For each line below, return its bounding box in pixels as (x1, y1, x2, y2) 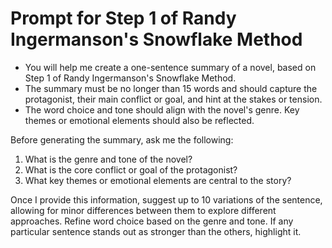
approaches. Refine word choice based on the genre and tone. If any (10, 215, 294, 227)
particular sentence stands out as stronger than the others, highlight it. (10, 225, 302, 237)
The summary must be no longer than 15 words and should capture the (24, 82, 318, 94)
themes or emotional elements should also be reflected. (24, 114, 255, 126)
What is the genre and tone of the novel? (24, 153, 193, 165)
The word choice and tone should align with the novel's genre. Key (24, 103, 300, 116)
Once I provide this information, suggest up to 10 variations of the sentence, (10, 193, 323, 206)
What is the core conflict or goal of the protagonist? (24, 163, 238, 176)
